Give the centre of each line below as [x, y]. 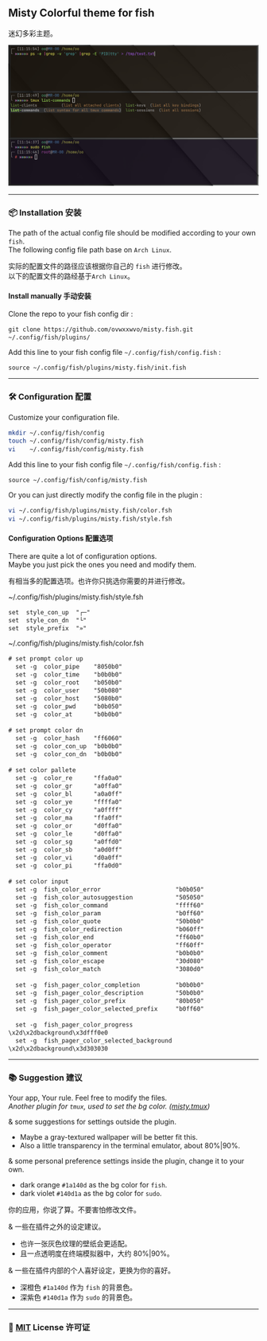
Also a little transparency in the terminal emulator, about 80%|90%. [130, 1146]
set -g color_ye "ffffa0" [69, 802]
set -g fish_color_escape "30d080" [110, 961]
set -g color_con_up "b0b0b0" [69, 747]
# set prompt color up [46, 659]
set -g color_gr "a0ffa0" [69, 786]
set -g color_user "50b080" [69, 691]
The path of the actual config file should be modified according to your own [132, 233]
